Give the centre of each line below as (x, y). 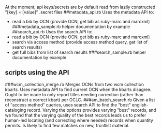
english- (140, 105)
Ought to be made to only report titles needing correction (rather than (74, 94)
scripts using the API (37, 73)
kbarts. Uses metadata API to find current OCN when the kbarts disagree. (78, 89)
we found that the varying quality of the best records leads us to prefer (76, 115)
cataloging (16, 110)
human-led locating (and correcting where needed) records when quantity (79, 120)
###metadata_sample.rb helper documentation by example (71, 27)
